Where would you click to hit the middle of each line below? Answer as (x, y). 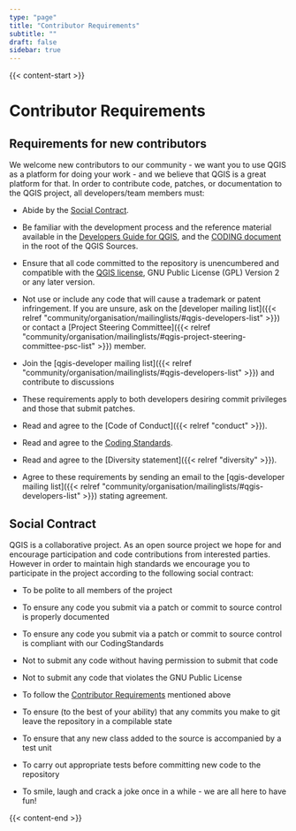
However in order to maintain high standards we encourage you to (129, 563)
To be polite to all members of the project (97, 590)
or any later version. (58, 282)
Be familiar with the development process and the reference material (147, 227)
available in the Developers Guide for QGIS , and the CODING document (152, 237)
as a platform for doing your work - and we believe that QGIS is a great (138, 174)
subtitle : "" (33, 34)
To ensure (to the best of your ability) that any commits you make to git (151, 712)
